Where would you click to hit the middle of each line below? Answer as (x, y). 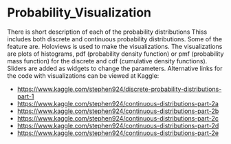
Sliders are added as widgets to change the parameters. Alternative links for (115, 68)
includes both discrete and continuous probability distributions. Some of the (114, 39)
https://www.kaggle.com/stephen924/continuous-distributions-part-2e (118, 133)
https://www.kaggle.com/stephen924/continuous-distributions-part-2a (118, 103)
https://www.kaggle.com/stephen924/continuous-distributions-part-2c (118, 118)
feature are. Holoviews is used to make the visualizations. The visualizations (115, 46)
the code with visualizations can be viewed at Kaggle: (83, 75)
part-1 (25, 96)
